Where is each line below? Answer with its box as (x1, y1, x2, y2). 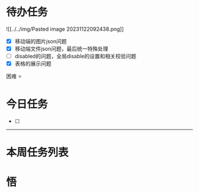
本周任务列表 (6, 146, 69, 159)
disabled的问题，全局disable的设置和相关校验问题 (14, 53, 137, 60)
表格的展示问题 (14, 60, 52, 67)
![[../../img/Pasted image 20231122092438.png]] (6, 25, 124, 33)
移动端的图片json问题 (14, 37, 67, 45)
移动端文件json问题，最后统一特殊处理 (14, 45, 108, 52)
